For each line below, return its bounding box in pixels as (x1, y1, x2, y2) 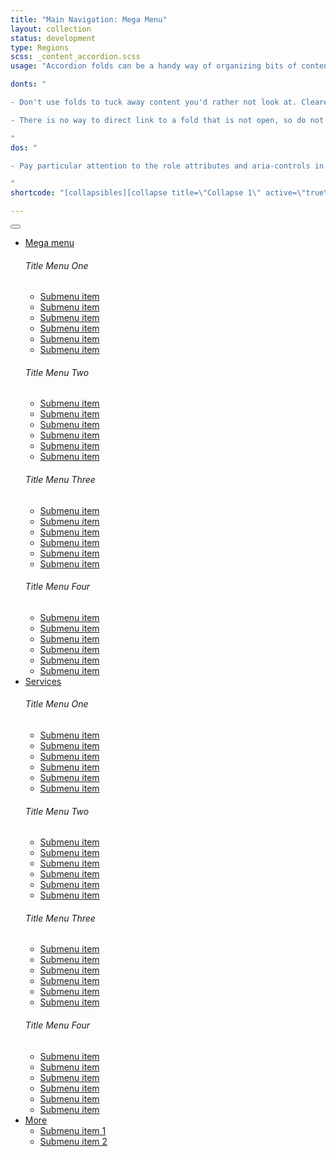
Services (24, 675, 62, 687)
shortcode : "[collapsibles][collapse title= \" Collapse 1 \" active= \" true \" (10, 188, 333, 198)
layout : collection (10, 24, 92, 34)
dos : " (10, 142, 38, 153)
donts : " (10, 79, 47, 90)
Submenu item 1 (39, 1124, 107, 1136)
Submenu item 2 (39, 1135, 108, 1147)
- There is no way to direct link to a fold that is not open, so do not (10, 115, 325, 125)
